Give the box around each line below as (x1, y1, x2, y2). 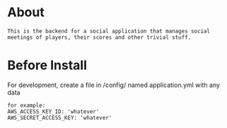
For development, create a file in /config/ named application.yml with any (7, 81, 221, 89)
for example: (7, 102, 46, 109)
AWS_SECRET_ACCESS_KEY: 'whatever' (7, 114, 112, 121)
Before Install (7, 57, 87, 74)
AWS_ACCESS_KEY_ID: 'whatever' (7, 107, 100, 115)
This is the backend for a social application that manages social (7, 28, 211, 35)
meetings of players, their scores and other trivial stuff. (7, 33, 192, 41)
